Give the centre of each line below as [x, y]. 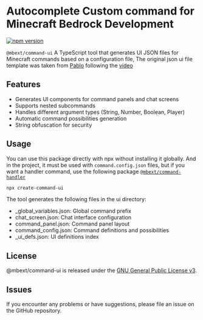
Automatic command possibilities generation [71, 118]
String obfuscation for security [53, 125]
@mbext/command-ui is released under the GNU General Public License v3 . [102, 270]
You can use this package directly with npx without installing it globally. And [101, 158]
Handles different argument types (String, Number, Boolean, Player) [100, 112]
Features [23, 85]
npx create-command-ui [35, 188]
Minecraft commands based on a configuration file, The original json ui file [99, 59]
